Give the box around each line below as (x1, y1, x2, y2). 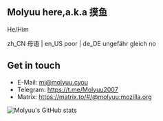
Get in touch (7, 60, 61, 71)
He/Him (7, 25, 29, 33)
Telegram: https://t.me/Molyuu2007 (17, 85, 118, 93)
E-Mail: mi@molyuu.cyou (17, 78, 88, 86)
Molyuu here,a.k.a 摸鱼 (7, 6, 108, 19)
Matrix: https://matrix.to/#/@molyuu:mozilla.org (17, 92, 153, 101)
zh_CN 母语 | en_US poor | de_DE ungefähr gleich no (7, 39, 156, 47)
